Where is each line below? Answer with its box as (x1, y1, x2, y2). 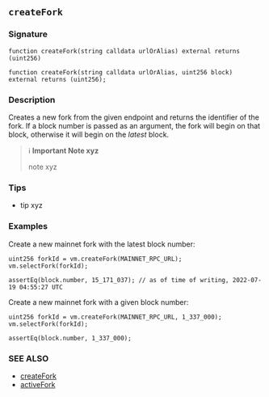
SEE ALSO (8, 353, 49, 364)
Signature (8, 28, 48, 40)
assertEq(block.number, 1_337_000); (8, 334, 132, 342)
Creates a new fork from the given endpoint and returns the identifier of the (8, 112, 260, 122)
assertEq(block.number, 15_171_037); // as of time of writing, (8, 276, 229, 284)
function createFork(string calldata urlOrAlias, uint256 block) (8, 68, 233, 76)
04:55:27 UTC (19, 283, 63, 291)
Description (8, 94, 56, 105)
